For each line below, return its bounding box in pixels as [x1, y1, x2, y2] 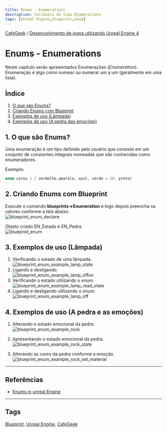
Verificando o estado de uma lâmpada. [12, 256, 92, 262]
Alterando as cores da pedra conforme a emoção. [12, 351, 115, 357]
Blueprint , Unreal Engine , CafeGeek [5, 421, 78, 427]
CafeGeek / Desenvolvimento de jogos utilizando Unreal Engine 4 [5, 30, 139, 36]
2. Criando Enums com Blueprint [5, 190, 108, 199]
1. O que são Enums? [5, 133, 71, 141]
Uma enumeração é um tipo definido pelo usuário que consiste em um [5, 146, 150, 152]
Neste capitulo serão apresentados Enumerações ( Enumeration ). [5, 64, 138, 70]
